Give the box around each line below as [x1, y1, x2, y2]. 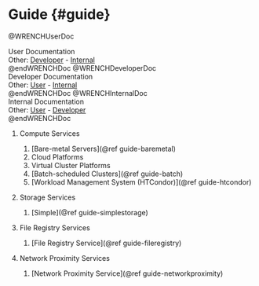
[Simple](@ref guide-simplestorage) [31, 207, 149, 217]
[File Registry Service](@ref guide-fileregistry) [31, 238, 182, 247]
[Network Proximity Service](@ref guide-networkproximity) [31, 269, 224, 278]
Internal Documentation [8, 97, 85, 106]
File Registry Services [19, 222, 90, 233]
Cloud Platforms [31, 152, 84, 162]
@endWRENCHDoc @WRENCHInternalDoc [8, 88, 148, 97]
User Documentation [8, 46, 75, 56]
